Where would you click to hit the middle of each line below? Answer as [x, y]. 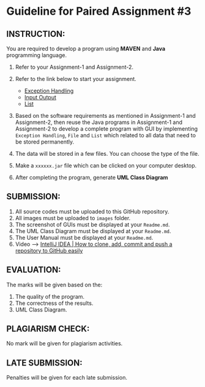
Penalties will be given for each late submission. [67, 378]
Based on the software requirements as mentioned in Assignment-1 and [105, 116]
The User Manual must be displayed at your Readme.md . [84, 237]
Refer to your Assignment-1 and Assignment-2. [74, 67]
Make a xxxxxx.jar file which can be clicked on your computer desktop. [106, 166]
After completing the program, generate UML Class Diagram [91, 177]
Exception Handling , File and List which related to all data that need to [105, 135]
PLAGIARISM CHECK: [48, 329]
